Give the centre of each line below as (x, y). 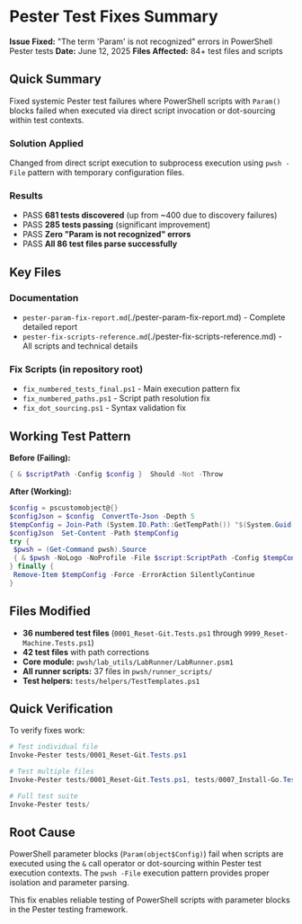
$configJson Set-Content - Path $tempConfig (94, 533)
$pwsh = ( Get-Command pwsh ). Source (80, 550)
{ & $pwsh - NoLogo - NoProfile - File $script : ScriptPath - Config (136, 558)
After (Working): (40, 492)
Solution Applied (46, 143)
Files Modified (50, 612)
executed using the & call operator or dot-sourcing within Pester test (136, 864)
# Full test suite (44, 796)
